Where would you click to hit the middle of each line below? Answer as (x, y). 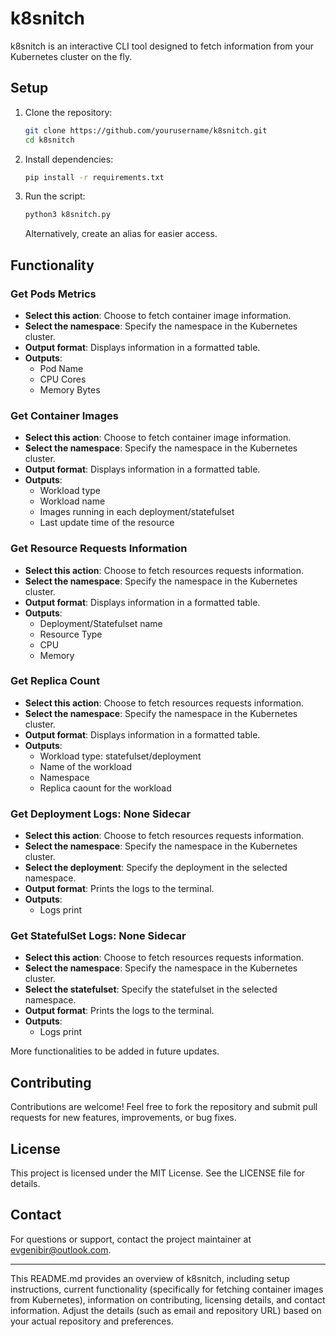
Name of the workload (85, 766)
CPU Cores (63, 379)
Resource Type (71, 634)
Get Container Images (64, 415)
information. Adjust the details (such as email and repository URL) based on (166, 1310)
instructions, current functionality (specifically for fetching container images (167, 1289)
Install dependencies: (69, 159)
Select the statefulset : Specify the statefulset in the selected (151, 989)
